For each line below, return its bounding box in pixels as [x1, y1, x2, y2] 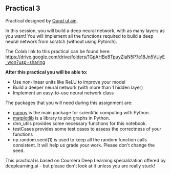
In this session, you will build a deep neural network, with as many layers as [5, 28, 165, 34]
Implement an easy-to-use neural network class [12, 89, 114, 96]
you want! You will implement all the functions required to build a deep [5, 33, 154, 39]
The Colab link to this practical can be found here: [5, 48, 111, 54]
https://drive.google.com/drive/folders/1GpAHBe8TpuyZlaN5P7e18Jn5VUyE [5, 54, 165, 60]
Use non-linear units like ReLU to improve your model [12, 79, 125, 85]
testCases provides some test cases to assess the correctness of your [12, 126, 162, 132]
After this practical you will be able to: [5, 69, 88, 75]
